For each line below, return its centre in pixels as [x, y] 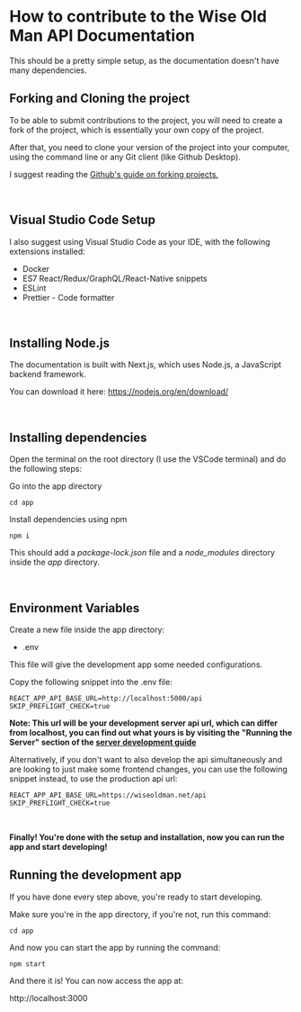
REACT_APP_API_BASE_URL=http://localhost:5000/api [106, 699]
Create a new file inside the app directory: [87, 629]
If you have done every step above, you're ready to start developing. [136, 897]
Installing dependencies [78, 437]
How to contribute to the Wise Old [138, 17]
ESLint [34, 288]
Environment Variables [75, 608]
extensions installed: [47, 251]
